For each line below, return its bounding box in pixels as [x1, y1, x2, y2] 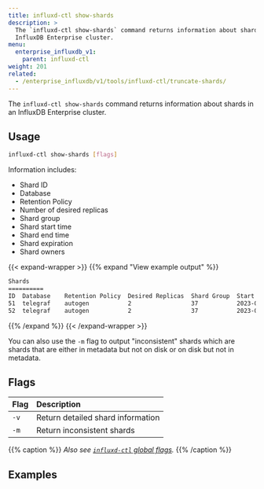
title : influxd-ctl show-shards [8, 11, 114, 20]
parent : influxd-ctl [22, 56, 90, 64]
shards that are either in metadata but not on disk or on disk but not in [8, 344, 234, 354]
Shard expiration [19, 239, 73, 248]
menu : [8, 41, 26, 49]
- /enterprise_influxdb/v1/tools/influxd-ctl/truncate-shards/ [15, 77, 226, 85]
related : [8, 70, 37, 78]
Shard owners [19, 247, 65, 256]
